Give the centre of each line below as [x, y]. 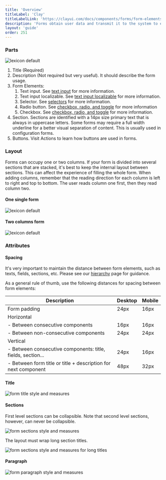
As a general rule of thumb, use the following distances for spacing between [83, 283]
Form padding [24, 309]
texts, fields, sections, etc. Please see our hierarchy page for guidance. [78, 274]
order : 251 [16, 33]
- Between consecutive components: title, [56, 349]
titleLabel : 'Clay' [25, 14]
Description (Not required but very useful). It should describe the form [84, 76]
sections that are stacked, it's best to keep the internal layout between [77, 167]
